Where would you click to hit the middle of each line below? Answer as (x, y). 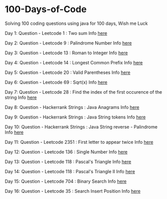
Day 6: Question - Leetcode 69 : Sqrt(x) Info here (56, 82)
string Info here (21, 97)
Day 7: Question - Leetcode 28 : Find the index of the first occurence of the (83, 92)
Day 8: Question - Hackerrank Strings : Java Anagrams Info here (72, 107)
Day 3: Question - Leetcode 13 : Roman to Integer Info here (66, 53)
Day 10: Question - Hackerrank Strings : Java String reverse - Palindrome (81, 127)
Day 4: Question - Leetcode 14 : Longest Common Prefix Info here (74, 62)
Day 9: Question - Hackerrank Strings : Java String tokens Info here (75, 117)
